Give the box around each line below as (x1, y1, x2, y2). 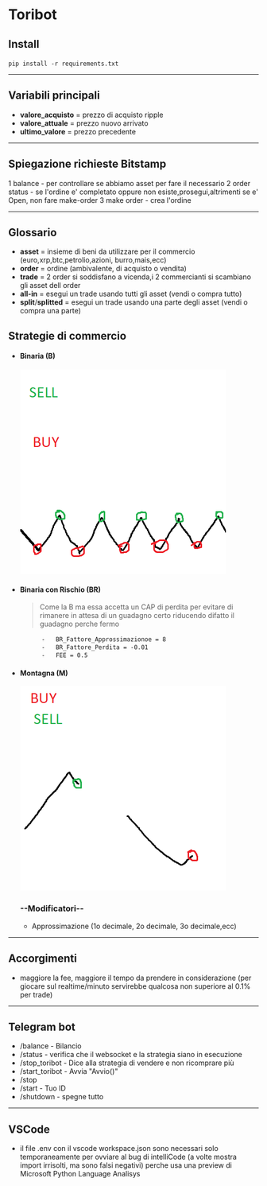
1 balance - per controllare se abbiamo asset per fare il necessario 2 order (8, 178, 251, 188)
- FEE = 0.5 (41, 651, 88, 659)
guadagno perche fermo (39, 619, 120, 629)
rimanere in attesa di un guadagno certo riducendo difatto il (39, 611, 234, 620)
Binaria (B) (19, 352, 56, 361)
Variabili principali (8, 89, 101, 103)
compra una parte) (19, 306, 82, 316)
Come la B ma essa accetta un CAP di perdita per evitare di (39, 602, 234, 612)
